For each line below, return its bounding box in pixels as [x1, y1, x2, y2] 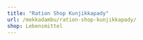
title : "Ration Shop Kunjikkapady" [7, 9, 109, 17]
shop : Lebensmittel [7, 22, 63, 29]
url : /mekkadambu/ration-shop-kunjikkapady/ [7, 16, 137, 23]
